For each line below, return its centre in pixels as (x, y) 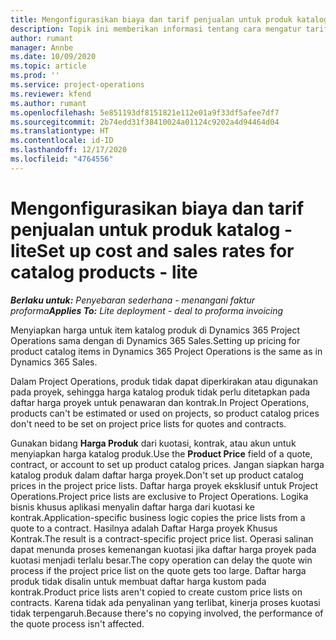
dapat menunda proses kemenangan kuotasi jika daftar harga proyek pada (163, 549)
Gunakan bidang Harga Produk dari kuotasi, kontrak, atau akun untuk (153, 443)
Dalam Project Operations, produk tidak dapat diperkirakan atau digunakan (164, 381)
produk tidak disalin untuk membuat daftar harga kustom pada (138, 581)
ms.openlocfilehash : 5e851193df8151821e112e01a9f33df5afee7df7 (145, 112)
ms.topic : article (48, 66)
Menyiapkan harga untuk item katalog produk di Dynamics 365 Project (155, 330)
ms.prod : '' (35, 76)
